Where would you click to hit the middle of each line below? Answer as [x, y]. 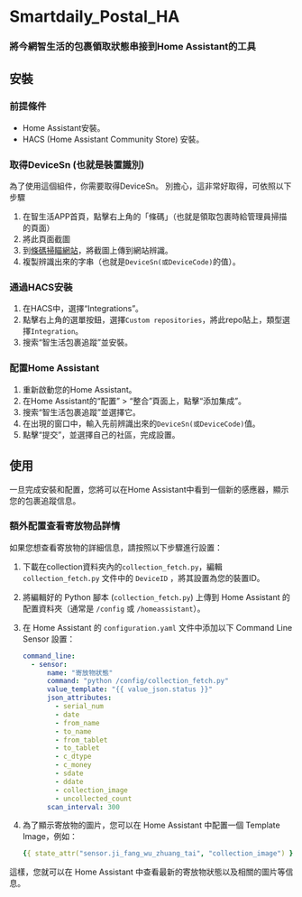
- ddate [69, 781]
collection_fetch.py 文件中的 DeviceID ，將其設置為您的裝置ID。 [143, 578]
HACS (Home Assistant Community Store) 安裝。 [113, 139]
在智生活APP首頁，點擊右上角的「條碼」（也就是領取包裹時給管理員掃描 [155, 217]
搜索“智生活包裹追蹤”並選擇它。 [82, 412]
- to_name [73, 731]
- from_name [78, 723]
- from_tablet [82, 740]
